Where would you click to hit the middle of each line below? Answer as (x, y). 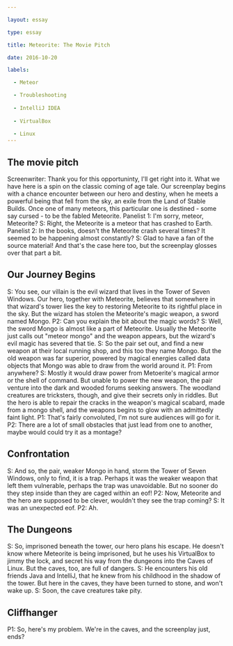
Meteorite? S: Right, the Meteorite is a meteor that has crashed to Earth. (110, 223)
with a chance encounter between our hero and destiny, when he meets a (113, 194)
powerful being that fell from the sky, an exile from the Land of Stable (107, 201)
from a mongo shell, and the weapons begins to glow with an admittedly (111, 410)
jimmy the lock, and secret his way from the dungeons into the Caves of (110, 561)
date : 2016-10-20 (32, 57)
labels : (18, 70)
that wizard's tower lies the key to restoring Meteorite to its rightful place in (115, 306)
